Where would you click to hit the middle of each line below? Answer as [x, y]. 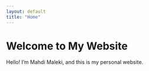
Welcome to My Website [67, 46]
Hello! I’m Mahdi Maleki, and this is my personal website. [75, 62]
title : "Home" [24, 17]
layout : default [26, 11]
